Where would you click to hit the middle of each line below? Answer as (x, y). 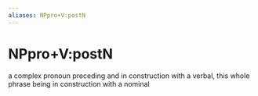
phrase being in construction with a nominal (79, 84)
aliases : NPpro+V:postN (47, 15)
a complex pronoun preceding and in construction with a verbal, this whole (129, 76)
